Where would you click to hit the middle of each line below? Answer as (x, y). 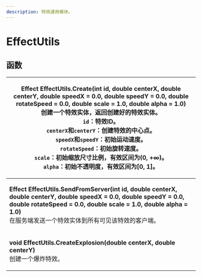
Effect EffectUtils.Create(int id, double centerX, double (101, 89)
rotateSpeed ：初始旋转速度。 (101, 148)
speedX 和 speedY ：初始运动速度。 (101, 139)
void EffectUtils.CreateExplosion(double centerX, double (92, 243)
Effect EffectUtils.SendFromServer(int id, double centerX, (93, 189)
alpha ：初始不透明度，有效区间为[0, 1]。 (101, 166)
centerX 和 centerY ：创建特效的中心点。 (101, 130)
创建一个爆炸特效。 (37, 258)
